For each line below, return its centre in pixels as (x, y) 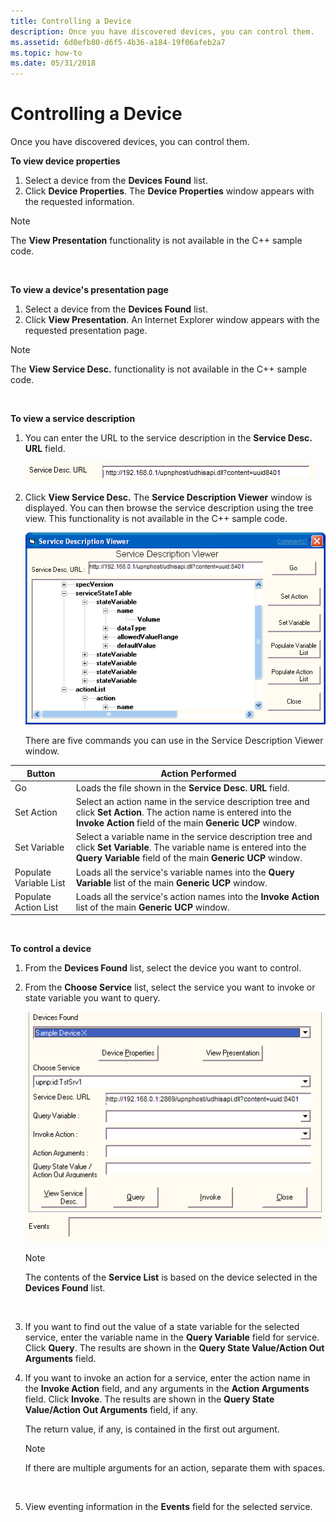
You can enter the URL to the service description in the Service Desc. (168, 438)
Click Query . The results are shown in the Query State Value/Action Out (174, 1348)
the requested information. (79, 202)
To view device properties (65, 161)
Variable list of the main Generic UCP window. (171, 882)
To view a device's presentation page (89, 290)
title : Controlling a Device (71, 21)
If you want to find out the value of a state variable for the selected (162, 1327)
